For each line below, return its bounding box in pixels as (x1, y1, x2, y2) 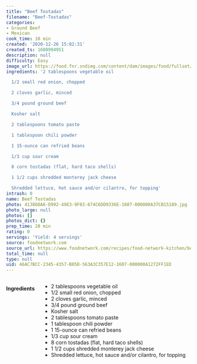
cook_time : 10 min (6, 36, 51, 42)
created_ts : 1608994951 (6, 47, 64, 53)
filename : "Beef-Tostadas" (6, 14, 72, 20)
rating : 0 (6, 229, 30, 235)
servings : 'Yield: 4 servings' (6, 234, 83, 240)
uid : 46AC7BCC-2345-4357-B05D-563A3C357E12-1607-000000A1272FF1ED (6, 262, 172, 268)
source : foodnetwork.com (6, 240, 67, 245)
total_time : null (6, 251, 49, 257)
